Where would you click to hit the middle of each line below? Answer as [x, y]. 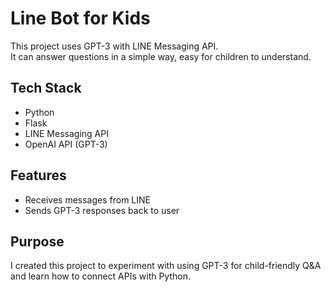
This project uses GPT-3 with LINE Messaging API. [114, 46]
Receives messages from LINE [87, 199]
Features [38, 175]
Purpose [37, 241]
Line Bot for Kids [80, 18]
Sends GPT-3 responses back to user [102, 210]
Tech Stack [46, 88]
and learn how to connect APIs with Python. [100, 276]
